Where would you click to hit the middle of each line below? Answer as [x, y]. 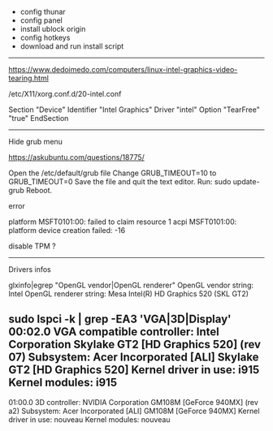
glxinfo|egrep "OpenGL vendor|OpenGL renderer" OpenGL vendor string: [131, 285]
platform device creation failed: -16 [67, 230]
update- [246, 181]
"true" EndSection [39, 118]
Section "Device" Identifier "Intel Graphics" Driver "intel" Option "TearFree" [134, 110]
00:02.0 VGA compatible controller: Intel [114, 332]
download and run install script [72, 46]
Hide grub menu [36, 142]
